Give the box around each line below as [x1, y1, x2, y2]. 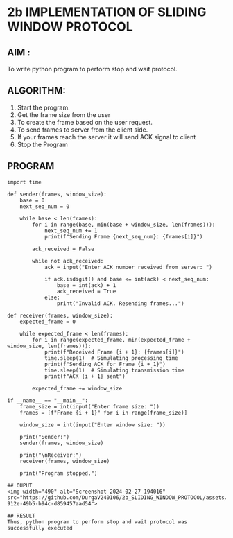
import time [7, 178, 42, 186]
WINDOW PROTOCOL [7, 19, 133, 35]
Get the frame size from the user [17, 110, 111, 119]
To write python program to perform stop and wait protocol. [7, 65, 178, 73]
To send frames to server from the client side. [17, 125, 148, 134]
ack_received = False [32, 245, 95, 252]
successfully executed [7, 524, 73, 531]
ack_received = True [56, 288, 116, 295]
